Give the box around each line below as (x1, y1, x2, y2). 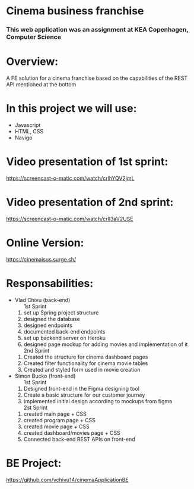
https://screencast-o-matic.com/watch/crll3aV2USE (6, 215, 133, 222)
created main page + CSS (23, 410, 87, 418)
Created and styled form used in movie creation (23, 366, 141, 373)
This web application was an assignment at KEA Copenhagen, (6, 26, 189, 34)
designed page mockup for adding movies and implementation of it (23, 341, 188, 348)
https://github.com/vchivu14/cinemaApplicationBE (6, 476, 129, 483)
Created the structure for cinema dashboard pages (23, 353, 148, 360)
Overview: (6, 55, 59, 68)
